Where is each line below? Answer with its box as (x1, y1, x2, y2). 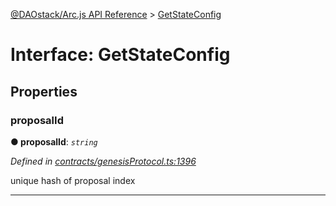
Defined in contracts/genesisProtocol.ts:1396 (10, 155, 197, 167)
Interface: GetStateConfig (10, 44, 231, 66)
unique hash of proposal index (10, 174, 136, 186)
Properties (10, 83, 78, 100)
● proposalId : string (10, 135, 98, 148)
